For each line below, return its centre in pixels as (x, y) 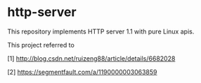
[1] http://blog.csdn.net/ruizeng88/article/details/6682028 (91, 58)
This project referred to (41, 45)
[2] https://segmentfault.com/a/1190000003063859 (82, 72)
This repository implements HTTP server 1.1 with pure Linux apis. (101, 31)
